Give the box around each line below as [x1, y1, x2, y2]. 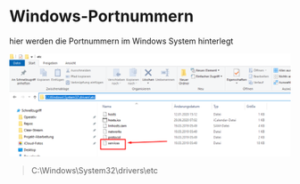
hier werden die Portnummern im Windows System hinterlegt [9, 36, 234, 46]
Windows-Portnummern [9, 6, 195, 27]
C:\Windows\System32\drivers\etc [30, 164, 158, 175]
